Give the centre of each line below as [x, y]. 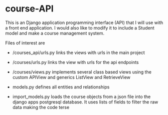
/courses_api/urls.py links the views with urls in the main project [79, 52]
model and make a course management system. [55, 33]
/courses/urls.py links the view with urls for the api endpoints [75, 62]
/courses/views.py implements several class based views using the [82, 72]
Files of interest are [25, 42]
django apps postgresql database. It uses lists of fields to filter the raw [85, 102]
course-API [29, 9]
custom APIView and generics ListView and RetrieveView [71, 77]
